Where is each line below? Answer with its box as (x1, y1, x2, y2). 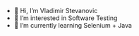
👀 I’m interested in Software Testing (13, 14, 118, 22)
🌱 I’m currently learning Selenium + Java (13, 21, 133, 29)
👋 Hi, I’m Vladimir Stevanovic (13, 7, 98, 15)
